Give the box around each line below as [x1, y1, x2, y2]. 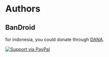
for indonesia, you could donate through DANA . [5, 36, 104, 42]
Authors [5, 3, 41, 15]
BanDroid [5, 23, 35, 32]
